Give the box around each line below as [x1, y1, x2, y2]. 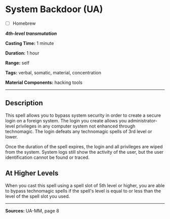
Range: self [5, 60, 29, 66]
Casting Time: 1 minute [5, 40, 54, 46]
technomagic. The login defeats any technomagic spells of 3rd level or [5, 128, 152, 135]
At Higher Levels [5, 169, 59, 178]
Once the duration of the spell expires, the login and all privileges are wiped [5, 143, 163, 150]
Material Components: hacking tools [5, 79, 82, 85]
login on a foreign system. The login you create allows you [5, 117, 127, 123]
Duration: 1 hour [5, 50, 39, 56]
